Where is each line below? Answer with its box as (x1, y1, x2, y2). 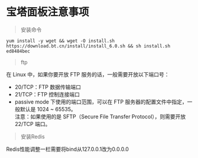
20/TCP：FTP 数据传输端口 (14, 83, 82, 91)
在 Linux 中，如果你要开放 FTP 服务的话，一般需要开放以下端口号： (6, 70, 170, 78)
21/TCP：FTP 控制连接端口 (14, 91, 80, 98)
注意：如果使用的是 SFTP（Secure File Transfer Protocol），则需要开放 (14, 113, 186, 120)
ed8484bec (6, 48, 31, 54)
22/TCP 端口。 (14, 120, 51, 127)
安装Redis (20, 133, 46, 140)
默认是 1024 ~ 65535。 (20, 105, 77, 112)
